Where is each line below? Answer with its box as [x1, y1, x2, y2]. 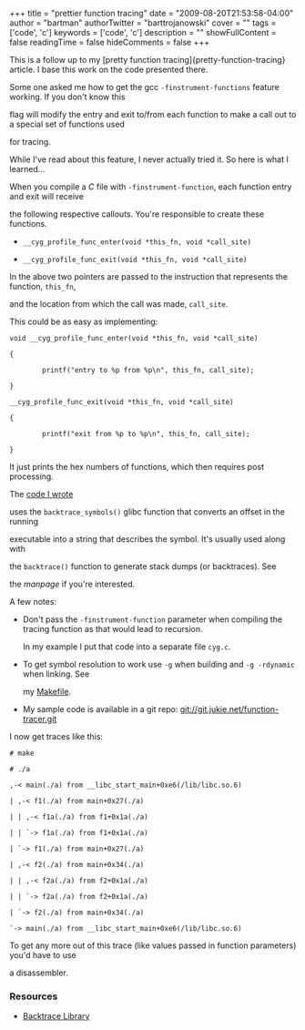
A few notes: [9, 597, 57, 607]
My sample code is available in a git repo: [22, 704, 178, 714]
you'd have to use [9, 950, 77, 960]
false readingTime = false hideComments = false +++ [9, 36, 210, 47]
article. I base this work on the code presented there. [9, 64, 208, 75]
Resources [9, 990, 58, 1003]
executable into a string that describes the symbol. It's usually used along [9, 534, 286, 545]
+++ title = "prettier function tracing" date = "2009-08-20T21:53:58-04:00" [9, 8, 294, 18]
